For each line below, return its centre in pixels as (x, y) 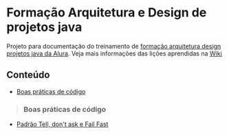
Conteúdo (28, 75)
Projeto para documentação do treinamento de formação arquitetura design (114, 46)
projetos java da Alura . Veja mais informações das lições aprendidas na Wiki (115, 53)
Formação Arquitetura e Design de (107, 13)
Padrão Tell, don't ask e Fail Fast (62, 124)
